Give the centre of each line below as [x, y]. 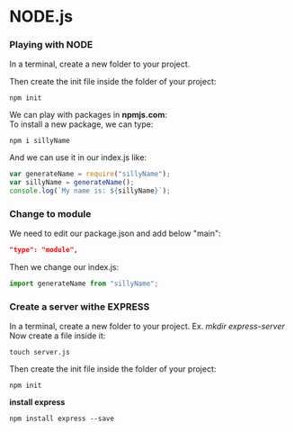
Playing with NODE [51, 45]
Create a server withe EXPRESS [80, 307]
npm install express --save [62, 419]
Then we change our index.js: [64, 267]
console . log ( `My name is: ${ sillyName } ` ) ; [90, 191]
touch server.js [40, 353]
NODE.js [41, 17]
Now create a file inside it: [58, 336]
